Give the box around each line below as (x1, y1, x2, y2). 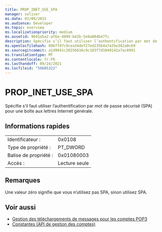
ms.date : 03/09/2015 (5, 16, 47, 21)
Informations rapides (5, 122, 70, 130)
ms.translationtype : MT (5, 52, 53, 57)
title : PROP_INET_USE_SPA (5, 7, 57, 12)
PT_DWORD (58, 144, 85, 151)
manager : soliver (5, 12, 40, 17)
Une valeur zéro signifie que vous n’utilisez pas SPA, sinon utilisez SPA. (5, 189, 147, 195)
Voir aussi (5, 203, 36, 212)
